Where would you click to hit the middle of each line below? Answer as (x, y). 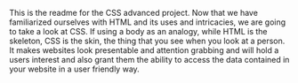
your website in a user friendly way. (74, 69)
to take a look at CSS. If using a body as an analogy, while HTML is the (138, 31)
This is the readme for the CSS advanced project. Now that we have (133, 13)
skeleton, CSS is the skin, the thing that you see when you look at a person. (147, 41)
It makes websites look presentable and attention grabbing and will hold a (144, 50)
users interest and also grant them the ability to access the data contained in (149, 60)
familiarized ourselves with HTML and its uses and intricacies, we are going (148, 22)
